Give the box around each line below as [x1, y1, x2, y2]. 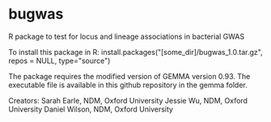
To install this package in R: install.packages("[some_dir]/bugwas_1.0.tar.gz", [8, 47, 263, 57]
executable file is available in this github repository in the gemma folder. [8, 80, 248, 90]
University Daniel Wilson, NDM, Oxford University [8, 104, 174, 114]
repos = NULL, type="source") [8, 56, 111, 65]
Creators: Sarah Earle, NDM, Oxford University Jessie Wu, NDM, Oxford [8, 95, 248, 105]
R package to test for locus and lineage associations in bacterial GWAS [8, 32, 245, 41]
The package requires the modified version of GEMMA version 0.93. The [8, 71, 251, 81]
